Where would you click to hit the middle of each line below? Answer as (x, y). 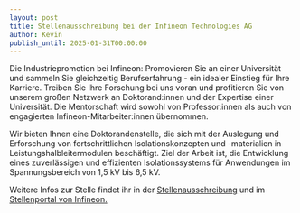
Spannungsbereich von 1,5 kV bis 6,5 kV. (85, 172)
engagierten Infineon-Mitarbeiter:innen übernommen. (109, 116)
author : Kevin (36, 34)
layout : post (34, 18)
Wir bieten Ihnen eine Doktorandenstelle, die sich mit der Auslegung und (145, 134)
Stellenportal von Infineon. (59, 199)
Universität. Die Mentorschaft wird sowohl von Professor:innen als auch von (150, 107)
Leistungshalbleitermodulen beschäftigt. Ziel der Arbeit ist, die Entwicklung (149, 153)
